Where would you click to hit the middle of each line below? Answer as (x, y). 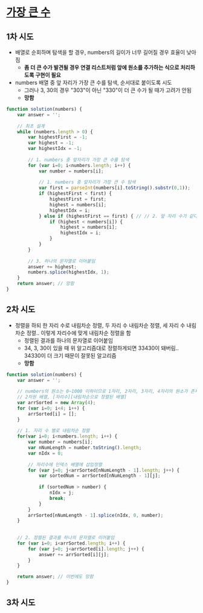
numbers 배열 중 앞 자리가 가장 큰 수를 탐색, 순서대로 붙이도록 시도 (93, 83)
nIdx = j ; (62, 493)
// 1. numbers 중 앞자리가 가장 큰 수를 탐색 (79, 160)
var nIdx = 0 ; (46, 453)
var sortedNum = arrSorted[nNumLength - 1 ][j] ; (100, 476)
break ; (58, 498)
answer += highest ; (53, 267)
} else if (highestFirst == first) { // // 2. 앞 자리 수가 (113, 216)
